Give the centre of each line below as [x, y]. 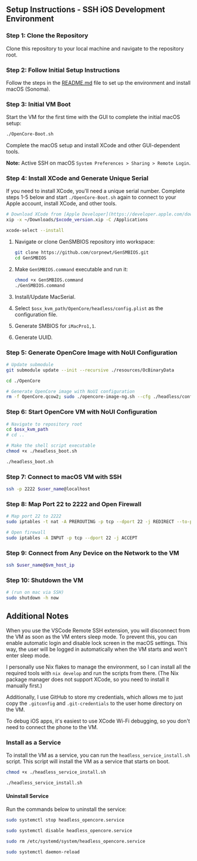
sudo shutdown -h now [33, 598]
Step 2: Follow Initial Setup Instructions [63, 70]
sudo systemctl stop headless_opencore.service [65, 820]
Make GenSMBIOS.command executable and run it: [71, 269]
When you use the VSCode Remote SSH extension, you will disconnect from [98, 630]
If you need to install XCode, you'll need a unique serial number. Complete [96, 191]
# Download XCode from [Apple [43, 214]
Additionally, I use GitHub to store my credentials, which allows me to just [95, 697]
